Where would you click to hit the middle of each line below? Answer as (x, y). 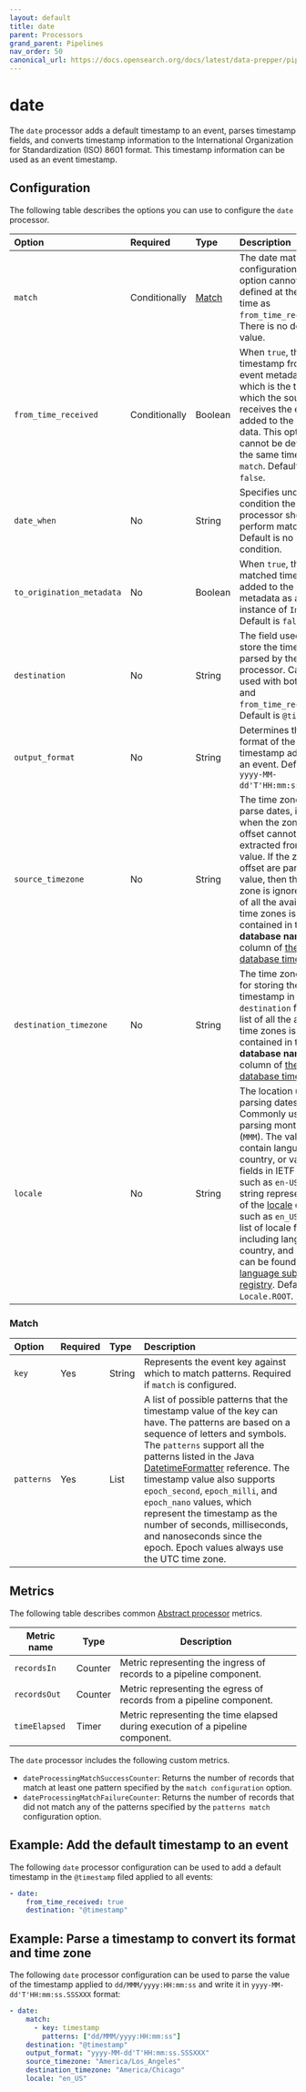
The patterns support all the (204, 1445)
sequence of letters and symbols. (215, 1434)
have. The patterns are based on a (218, 1423)
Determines (265, 730)
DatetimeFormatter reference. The (217, 1468)
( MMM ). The (261, 1137)
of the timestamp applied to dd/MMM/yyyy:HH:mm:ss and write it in (129, 1985)
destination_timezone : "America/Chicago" (105, 2070)
